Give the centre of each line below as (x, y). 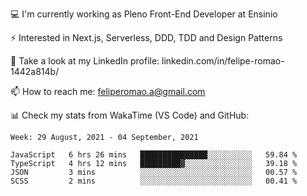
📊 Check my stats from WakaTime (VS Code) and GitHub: (130, 115)
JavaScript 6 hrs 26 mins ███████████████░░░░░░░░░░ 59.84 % (154, 155)
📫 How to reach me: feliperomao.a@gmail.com (108, 91)
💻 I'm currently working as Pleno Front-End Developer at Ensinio (144, 14)
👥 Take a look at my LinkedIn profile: (85, 61)
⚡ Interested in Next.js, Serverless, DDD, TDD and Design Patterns (146, 37)
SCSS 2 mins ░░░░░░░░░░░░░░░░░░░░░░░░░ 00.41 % (154, 181)
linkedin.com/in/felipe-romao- (223, 61)
